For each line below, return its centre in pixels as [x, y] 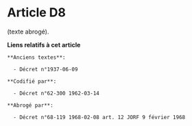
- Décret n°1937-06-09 [46, 69]
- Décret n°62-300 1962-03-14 [56, 93]
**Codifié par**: [32, 81]
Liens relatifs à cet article [44, 45]
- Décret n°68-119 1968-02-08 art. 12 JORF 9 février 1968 [99, 117]
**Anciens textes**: [37, 57]
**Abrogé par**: [30, 105]
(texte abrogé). [28, 32]
